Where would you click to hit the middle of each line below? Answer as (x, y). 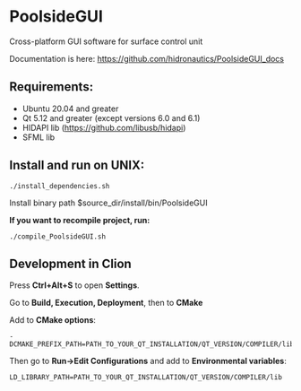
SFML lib (39, 137)
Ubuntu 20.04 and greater (70, 109)
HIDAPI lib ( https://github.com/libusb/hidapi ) (104, 127)
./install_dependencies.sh (60, 186)
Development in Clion (70, 263)
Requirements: (52, 87)
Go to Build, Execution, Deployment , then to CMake (106, 303)
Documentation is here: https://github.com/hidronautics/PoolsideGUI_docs (147, 58)
